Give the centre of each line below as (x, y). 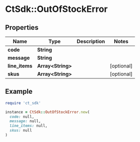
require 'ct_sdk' (23, 103)
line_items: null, (29, 126)
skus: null (21, 131)
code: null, (22, 117)
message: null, (25, 121)
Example (19, 92)
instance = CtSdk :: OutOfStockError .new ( (48, 112)
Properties (22, 28)
